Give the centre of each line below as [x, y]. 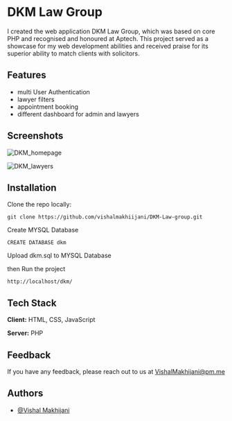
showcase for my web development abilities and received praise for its [108, 46]
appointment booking [47, 106]
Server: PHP [25, 333]
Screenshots [35, 136]
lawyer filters [36, 99]
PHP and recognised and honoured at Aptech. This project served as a [108, 38]
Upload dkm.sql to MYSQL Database [60, 256]
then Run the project [36, 269]
